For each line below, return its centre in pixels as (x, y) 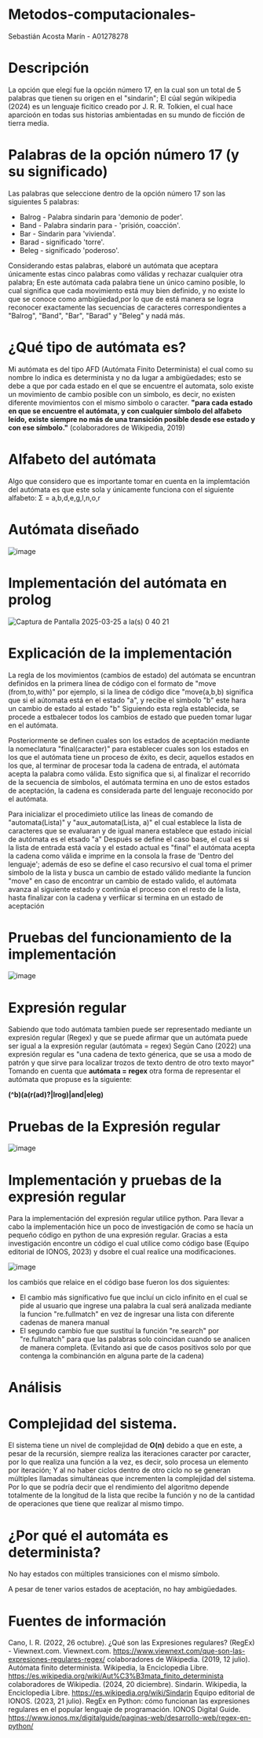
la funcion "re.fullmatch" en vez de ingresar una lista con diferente (127, 1314)
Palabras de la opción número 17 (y (124, 155)
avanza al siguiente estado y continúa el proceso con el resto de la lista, (124, 889)
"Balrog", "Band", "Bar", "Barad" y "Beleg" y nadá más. (97, 315)
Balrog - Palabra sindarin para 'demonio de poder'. (101, 217)
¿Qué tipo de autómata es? (97, 347)
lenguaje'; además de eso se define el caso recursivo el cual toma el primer (130, 864)
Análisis (35, 1388)
